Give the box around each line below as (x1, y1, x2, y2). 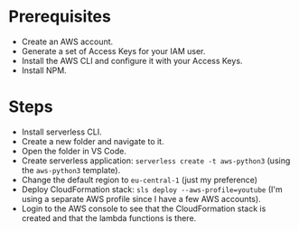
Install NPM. (21, 65, 67, 76)
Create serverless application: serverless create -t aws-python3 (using (21, 155, 291, 166)
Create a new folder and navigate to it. (21, 135, 164, 146)
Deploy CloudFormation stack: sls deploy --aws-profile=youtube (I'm (21, 183, 284, 195)
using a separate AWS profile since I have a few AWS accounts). (21, 193, 261, 204)
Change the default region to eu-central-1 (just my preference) (21, 174, 258, 185)
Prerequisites (8, 6, 112, 27)
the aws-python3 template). (21, 164, 121, 175)
